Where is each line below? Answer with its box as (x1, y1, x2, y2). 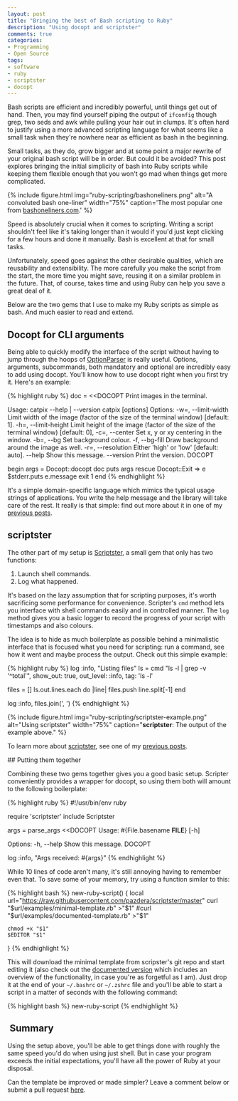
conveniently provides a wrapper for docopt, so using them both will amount (7, 777, 231, 786)
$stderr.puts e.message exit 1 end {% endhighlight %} (7, 472, 166, 481)
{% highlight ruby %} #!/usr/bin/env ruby (7, 798, 127, 807)
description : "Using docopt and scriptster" (7, 24, 141, 31)
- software (7, 63, 40, 71)
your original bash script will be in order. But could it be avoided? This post (7, 155, 226, 163)
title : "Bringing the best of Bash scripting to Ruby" (7, 17, 173, 24)
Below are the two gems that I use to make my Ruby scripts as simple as (7, 301, 219, 309)
